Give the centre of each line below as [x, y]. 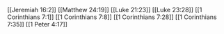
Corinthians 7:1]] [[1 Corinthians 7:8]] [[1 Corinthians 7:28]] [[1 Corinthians [112, 17]
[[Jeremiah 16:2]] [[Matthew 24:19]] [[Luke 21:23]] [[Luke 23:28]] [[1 [105, 10]
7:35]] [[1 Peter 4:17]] [38, 24]
